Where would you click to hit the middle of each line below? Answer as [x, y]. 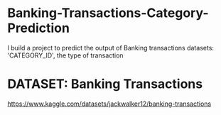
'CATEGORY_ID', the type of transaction [65, 55]
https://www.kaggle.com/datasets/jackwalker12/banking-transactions [109, 104]
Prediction [38, 28]
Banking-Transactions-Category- [108, 13]
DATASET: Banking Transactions [105, 84]
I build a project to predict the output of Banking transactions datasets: [111, 48]
